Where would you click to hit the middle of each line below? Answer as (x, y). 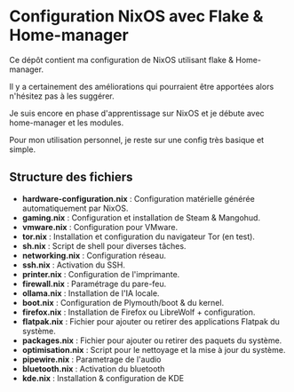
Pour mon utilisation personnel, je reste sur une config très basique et (137, 140)
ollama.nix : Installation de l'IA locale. (91, 293)
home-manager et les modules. (67, 123)
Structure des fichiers (71, 177)
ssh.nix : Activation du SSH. (74, 265)
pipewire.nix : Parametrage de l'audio (91, 359)
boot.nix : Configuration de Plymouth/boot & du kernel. (123, 302)
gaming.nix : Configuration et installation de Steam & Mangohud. (141, 217)
